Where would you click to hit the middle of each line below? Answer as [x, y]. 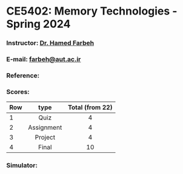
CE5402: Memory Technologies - [92, 11]
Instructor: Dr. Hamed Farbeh [50, 43]
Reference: [23, 75]
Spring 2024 [38, 24]
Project [45, 138]
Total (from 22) [90, 107]
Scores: [18, 92]
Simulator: [22, 166]
